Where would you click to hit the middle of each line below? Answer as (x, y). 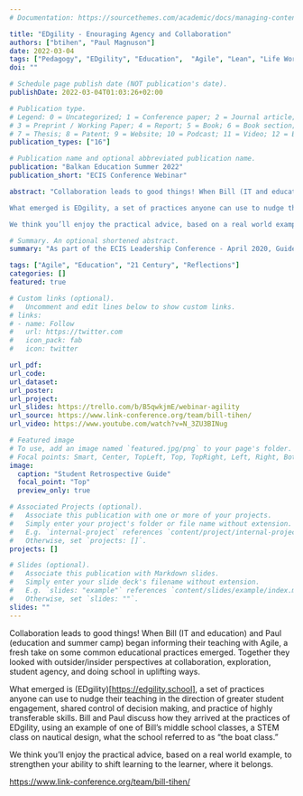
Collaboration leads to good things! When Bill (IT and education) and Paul (146, 632)
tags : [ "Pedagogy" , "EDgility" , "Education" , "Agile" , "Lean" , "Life (145, 60)
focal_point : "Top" (54, 482)
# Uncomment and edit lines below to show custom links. (123, 307)
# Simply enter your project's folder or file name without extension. (151, 524)
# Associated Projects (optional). (76, 507)
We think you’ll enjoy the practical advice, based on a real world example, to (151, 754)
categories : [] (38, 274)
